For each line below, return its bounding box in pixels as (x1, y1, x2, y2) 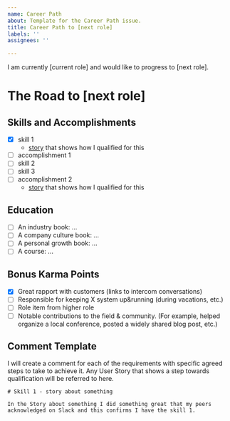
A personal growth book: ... (17, 239, 98, 247)
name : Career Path (7, 10, 62, 18)
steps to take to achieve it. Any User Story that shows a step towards (7, 367, 210, 375)
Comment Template (7, 340, 98, 352)
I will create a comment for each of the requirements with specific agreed (7, 359, 223, 368)
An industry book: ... (17, 223, 78, 232)
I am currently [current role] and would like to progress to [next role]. (7, 63, 209, 71)
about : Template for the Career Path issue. (7, 17, 142, 24)
